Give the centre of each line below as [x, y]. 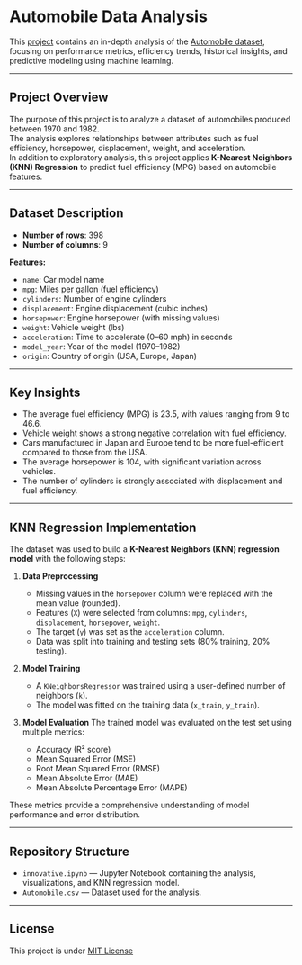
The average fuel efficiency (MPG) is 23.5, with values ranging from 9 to [156, 414]
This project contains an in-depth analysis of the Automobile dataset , [137, 41]
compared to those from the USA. [85, 453]
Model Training [51, 669]
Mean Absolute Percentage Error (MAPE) [111, 788]
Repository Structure [70, 851]
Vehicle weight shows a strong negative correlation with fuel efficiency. [155, 433]
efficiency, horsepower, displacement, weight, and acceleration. [128, 148]
